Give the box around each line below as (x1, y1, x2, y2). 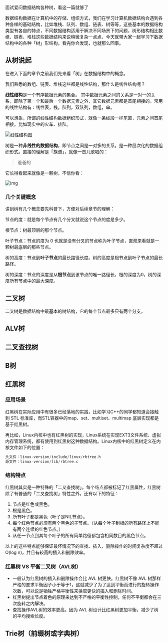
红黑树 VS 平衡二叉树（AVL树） (5, 563, 81, 570)
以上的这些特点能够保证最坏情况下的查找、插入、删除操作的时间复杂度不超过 (5, 543, 163, 549)
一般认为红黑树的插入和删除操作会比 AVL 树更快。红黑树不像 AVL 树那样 (12, 575, 161, 581)
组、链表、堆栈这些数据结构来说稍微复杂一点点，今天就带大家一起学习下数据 (5, 34, 163, 40)
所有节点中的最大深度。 (9, 278, 58, 284)
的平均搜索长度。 (12, 613, 48, 619)
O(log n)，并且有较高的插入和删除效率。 (5, 549, 88, 555)
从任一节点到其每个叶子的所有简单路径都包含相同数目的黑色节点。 (12, 532, 148, 538)
